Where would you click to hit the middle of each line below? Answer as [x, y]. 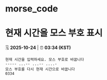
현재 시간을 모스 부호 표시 [54, 33]
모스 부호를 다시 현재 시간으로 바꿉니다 [40, 69]
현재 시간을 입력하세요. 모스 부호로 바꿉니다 [45, 60]
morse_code [32, 9]
